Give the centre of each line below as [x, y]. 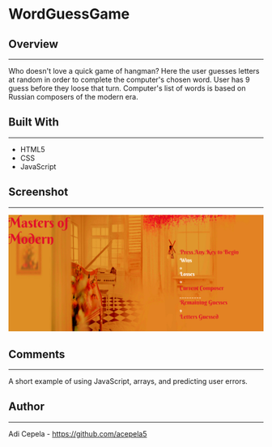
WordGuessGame [69, 14]
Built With [34, 122]
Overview [34, 44]
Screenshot [38, 192]
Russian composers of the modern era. [74, 97]
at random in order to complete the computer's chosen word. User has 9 [129, 79]
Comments [37, 354]
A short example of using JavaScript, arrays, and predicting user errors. [128, 381]
